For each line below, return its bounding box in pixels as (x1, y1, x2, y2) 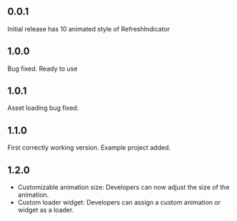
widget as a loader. (17, 206, 74, 215)
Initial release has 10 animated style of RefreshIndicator (7, 24, 170, 33)
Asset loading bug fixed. (7, 103, 79, 113)
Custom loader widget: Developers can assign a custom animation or (17, 198, 221, 207)
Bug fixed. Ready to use (7, 64, 78, 73)
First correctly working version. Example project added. (7, 143, 171, 152)
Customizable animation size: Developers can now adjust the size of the (17, 183, 230, 192)
